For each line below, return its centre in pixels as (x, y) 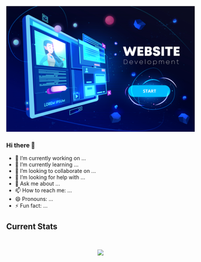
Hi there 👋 (21, 145)
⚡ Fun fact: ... (31, 205)
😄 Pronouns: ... (34, 199)
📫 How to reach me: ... (43, 190)
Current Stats (32, 227)
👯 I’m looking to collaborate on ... (55, 170)
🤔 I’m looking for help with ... (50, 177)
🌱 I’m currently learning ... (47, 164)
